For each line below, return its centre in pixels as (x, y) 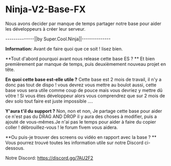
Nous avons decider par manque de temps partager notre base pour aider (83, 23)
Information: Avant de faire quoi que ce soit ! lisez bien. (64, 49)
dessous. (15, 148)
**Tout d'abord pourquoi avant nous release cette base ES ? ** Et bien (80, 58)
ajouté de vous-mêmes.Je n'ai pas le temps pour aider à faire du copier (81, 122)
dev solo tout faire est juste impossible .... (49, 101)
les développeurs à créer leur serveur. (45, 29)
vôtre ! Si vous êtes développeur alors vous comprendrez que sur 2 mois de (85, 96)
